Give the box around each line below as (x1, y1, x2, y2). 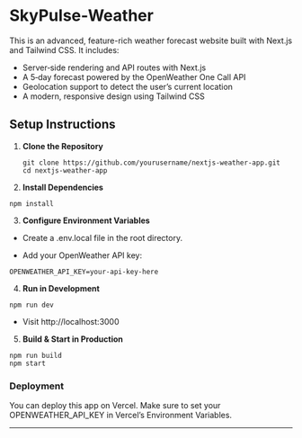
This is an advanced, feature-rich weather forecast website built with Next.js (9, 35, 293, 46)
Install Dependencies (22, 182, 103, 192)
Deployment (9, 380, 65, 392)
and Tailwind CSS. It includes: (9, 44, 120, 55)
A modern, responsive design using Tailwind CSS (22, 91, 205, 102)
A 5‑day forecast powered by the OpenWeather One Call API (22, 71, 246, 82)
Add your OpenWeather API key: (22, 249, 142, 261)
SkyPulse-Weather (9, 5, 155, 26)
